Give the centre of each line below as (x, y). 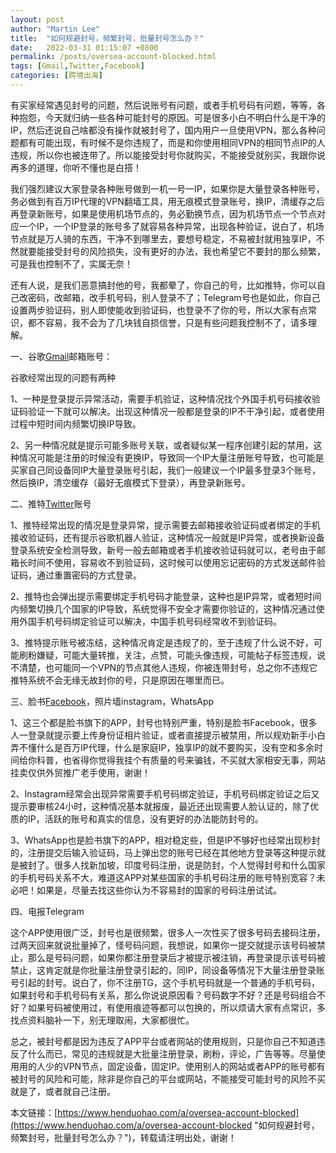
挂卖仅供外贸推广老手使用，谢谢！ (80, 772)
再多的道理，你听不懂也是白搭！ (76, 167)
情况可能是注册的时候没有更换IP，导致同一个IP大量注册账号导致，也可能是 (171, 457)
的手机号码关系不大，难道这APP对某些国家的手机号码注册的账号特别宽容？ (163, 877)
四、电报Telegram (47, 911)
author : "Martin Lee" (55, 29)
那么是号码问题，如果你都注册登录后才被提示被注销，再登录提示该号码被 (176, 957)
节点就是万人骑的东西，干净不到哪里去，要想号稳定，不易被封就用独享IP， (163, 238)
